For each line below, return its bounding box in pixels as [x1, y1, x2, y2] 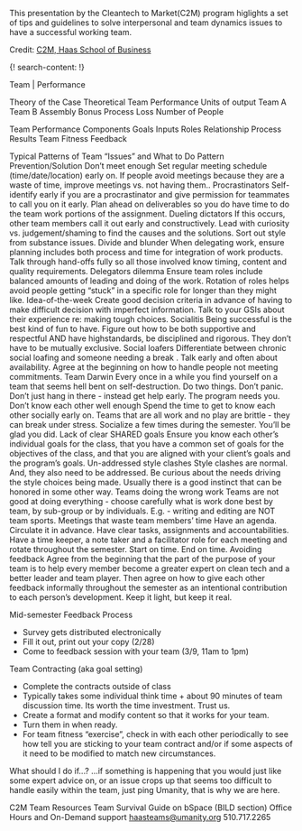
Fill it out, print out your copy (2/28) [22, 636, 155, 647]
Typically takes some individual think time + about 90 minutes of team [22, 690, 283, 701]
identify [9, 189, 38, 199]
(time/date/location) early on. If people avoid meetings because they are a [9, 171, 285, 180]
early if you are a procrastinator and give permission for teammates [39, 189, 290, 199]
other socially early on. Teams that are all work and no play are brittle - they [9, 410, 290, 420]
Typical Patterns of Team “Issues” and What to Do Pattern [9, 151, 224, 162]
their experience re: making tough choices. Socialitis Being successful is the [9, 314, 293, 324]
